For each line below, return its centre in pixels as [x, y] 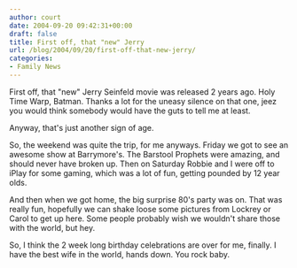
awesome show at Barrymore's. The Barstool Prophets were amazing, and [145, 154]
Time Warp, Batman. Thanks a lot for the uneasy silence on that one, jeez [143, 101]
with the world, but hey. [52, 227]
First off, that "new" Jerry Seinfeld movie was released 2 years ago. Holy [142, 92]
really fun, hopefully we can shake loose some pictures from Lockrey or [140, 209]
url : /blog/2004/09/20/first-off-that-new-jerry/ [103, 50]
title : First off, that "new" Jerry [77, 42]
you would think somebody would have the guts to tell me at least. [130, 111]
